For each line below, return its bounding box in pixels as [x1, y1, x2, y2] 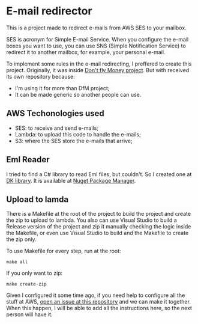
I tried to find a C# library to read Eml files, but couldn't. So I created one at [6, 170, 192, 178]
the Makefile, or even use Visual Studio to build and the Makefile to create [6, 230, 189, 237]
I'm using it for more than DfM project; [14, 84, 110, 91]
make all [6, 259, 28, 265]
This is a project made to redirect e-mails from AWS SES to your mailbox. [6, 24, 187, 31]
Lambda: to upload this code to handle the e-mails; [14, 130, 141, 138]
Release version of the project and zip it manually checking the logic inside [6, 223, 191, 230]
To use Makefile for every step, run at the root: [6, 248, 121, 255]
